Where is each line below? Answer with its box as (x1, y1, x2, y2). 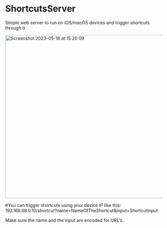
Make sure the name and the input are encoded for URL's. (5, 217, 124, 223)
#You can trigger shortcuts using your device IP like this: (5, 202, 121, 208)
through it (5, 25, 25, 31)
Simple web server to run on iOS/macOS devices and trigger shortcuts (5, 20, 150, 26)
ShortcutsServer (5, 3, 76, 15)
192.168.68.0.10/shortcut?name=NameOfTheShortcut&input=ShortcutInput (5, 207, 158, 213)
